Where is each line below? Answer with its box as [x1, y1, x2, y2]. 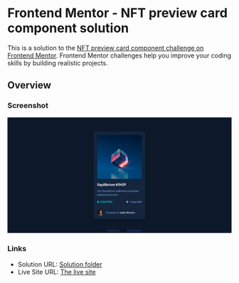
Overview [7, 80, 52, 92]
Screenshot [7, 101, 48, 111]
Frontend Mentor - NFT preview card [7, 5, 228, 21]
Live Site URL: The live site [17, 267, 96, 276]
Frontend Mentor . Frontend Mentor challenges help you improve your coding [7, 51, 232, 60]
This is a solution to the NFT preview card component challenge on [7, 43, 204, 52]
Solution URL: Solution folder [17, 260, 102, 268]
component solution [7, 20, 129, 36]
